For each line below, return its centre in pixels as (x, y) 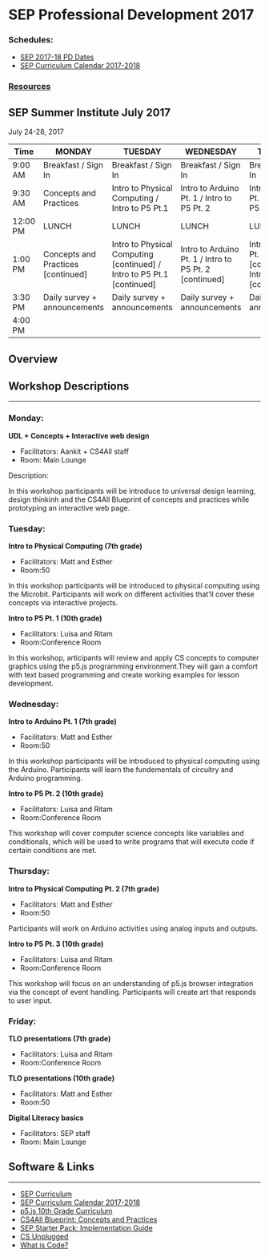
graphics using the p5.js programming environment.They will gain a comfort (133, 666)
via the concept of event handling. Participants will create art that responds (132, 992)
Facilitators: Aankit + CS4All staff (74, 451)
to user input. (30, 1000)
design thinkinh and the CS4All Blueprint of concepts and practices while (129, 499)
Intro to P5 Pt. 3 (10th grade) (56, 944)
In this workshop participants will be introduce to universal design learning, (132, 491)
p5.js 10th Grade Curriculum (66, 1211)
